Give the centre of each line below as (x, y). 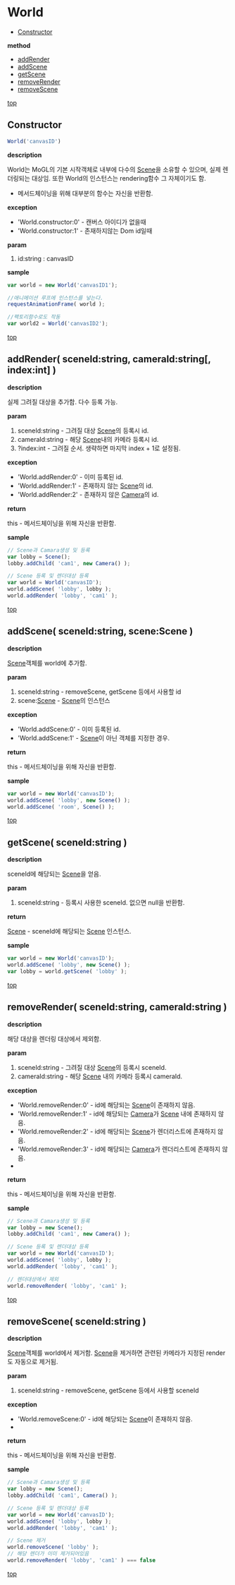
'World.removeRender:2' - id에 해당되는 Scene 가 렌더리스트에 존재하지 (117, 1131)
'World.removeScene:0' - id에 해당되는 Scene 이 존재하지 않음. (105, 1419)
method (19, 45)
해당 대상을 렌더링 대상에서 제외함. (54, 1039)
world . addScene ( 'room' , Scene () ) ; (61, 807)
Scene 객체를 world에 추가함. (47, 663)
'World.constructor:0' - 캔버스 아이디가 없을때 (82, 222)
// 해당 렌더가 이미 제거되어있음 (48, 1554)
